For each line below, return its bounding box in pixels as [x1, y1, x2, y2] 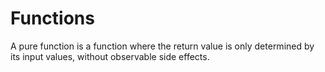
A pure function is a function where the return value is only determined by [10, 40, 315, 52]
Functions [10, 7, 95, 30]
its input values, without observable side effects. [10, 50, 210, 62]
